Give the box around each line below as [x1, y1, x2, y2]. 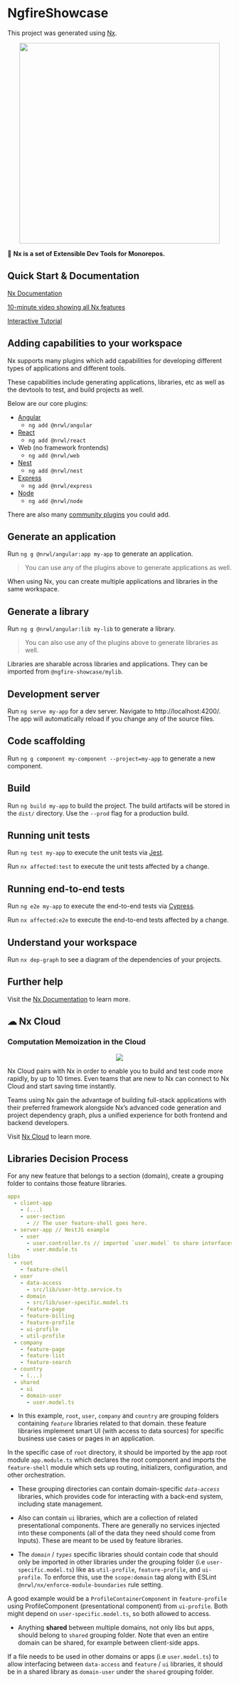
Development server [7, 688, 100, 700]
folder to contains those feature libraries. [7, 1179, 127, 1188]
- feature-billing [20, 1313, 75, 1320]
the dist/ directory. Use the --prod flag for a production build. [7, 808, 189, 818]
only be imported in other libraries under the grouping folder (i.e [17, 1557, 206, 1567]
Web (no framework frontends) [17, 443, 109, 452]
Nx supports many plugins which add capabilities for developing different [7, 356, 223, 365]
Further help [7, 976, 64, 988]
